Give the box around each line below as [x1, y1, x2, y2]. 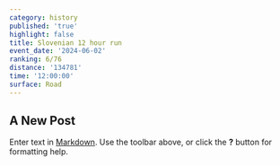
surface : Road [9, 80, 63, 89]
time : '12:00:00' [9, 72, 74, 81]
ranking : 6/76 [9, 55, 63, 64]
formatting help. [9, 146, 69, 157]
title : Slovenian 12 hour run [9, 38, 123, 48]
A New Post [9, 113, 76, 128]
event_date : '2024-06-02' [9, 47, 106, 56]
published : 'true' [9, 22, 78, 31]
